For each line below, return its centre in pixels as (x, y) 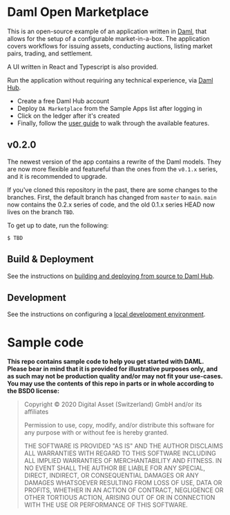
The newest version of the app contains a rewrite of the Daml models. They (114, 162)
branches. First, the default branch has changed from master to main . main (112, 197)
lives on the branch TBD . (41, 211)
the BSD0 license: (33, 391)
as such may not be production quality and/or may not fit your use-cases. (115, 376)
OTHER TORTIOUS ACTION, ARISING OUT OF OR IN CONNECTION (119, 498)
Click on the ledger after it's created (68, 116)
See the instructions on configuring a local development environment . (106, 314)
